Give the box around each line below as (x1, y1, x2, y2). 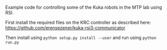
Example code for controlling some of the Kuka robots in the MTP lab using (5, 5, 162, 10)
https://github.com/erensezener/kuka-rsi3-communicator (5, 25, 125, 31)
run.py (5, 40, 19, 45)
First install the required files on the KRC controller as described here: (5, 20, 151, 25)
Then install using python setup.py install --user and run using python (5, 35, 156, 40)
